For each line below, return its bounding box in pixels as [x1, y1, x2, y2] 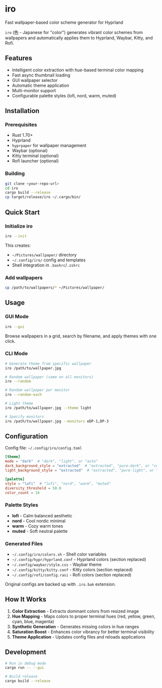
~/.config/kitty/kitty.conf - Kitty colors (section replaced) [12, 566, 133, 573]
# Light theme [5, 401, 34, 406]
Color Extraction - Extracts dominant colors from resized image [12, 608, 139, 614]
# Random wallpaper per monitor [5, 388, 70, 393]
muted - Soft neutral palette [12, 528, 68, 534]
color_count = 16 [5, 490, 40, 495]
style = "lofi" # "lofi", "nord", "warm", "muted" [5, 481, 111, 486]
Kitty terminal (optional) [12, 153, 59, 159]
